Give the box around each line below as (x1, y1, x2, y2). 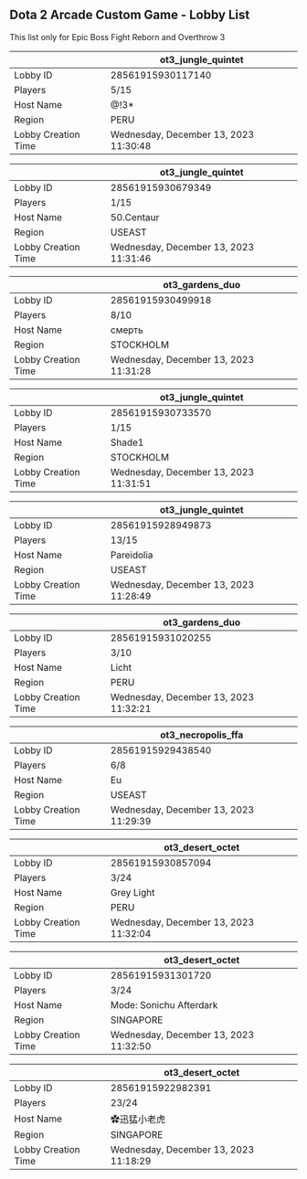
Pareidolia (110, 548, 153, 561)
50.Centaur (110, 210, 160, 223)
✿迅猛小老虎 (110, 1112, 166, 1125)
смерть (110, 324, 143, 336)
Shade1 (110, 436, 144, 449)
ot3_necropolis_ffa (159, 728, 244, 741)
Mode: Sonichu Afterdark (110, 998, 218, 1011)
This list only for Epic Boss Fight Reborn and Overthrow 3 (9, 31, 226, 42)
